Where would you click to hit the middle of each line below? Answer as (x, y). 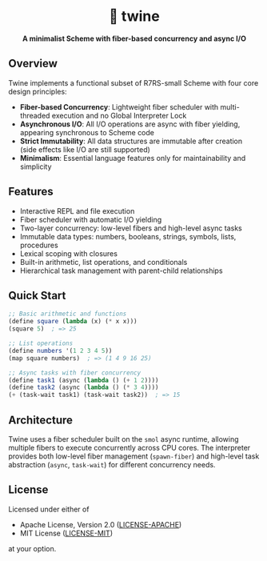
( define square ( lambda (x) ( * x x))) (73, 322)
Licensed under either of (49, 509)
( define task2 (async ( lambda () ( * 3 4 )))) (84, 387)
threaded (35, 115)
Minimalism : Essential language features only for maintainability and (133, 158)
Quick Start (37, 295)
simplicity (36, 166)
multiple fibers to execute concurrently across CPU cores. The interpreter (130, 447)
